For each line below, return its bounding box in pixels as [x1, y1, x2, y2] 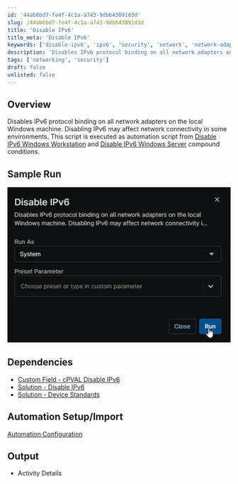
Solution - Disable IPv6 [17, 383, 85, 391]
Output [7, 450, 39, 462]
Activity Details [17, 469, 62, 478]
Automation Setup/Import [7, 411, 124, 423]
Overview [7, 99, 52, 111]
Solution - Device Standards [17, 390, 101, 399]
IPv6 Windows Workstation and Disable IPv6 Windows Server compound [7, 140, 220, 148]
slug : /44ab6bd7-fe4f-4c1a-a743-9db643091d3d [7, 18, 144, 26]
